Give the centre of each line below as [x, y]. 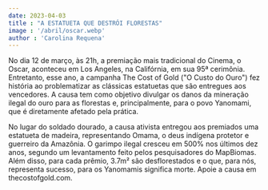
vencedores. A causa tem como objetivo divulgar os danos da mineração [129, 95]
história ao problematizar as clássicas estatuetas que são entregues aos [127, 86]
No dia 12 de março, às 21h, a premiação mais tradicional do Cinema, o [125, 61]
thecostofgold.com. [41, 178]
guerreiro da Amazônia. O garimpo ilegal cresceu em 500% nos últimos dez [133, 144]
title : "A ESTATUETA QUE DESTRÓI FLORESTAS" [85, 23]
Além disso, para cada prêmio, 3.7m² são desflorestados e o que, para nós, [132, 161]
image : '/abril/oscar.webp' [57, 30]
